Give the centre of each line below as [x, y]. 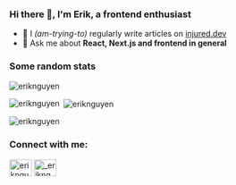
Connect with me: [49, 145]
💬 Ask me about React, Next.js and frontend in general [124, 43]
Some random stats [53, 66]
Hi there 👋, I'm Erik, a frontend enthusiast [101, 14]
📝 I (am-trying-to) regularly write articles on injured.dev [124, 34]
